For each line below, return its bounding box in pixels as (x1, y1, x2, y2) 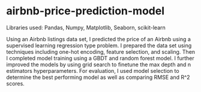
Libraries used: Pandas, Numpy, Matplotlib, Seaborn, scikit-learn (6, 24, 166, 31)
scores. (6, 79, 25, 87)
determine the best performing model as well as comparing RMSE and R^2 (6, 73, 190, 81)
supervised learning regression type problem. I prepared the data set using (6, 42, 192, 49)
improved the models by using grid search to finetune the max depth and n (6, 61, 191, 68)
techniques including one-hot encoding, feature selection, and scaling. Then (6, 48, 196, 55)
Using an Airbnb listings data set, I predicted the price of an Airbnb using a (6, 35, 191, 42)
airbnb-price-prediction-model (6, 4, 165, 18)
